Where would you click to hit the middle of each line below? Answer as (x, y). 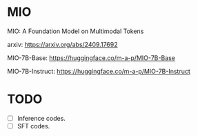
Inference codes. (41, 118)
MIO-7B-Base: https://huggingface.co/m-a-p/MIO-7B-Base (91, 58)
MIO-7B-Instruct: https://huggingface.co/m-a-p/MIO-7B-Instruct (99, 71)
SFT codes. (33, 126)
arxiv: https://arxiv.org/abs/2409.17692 (63, 44)
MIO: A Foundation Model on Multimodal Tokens (76, 31)
